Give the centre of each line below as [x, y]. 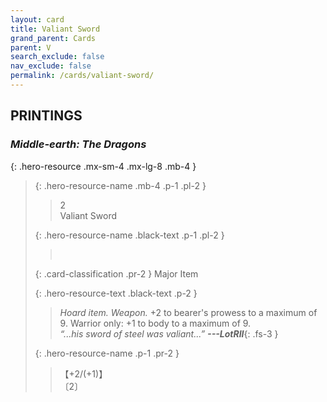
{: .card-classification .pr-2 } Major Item [116, 273]
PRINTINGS [46, 116]
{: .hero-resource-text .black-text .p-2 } [116, 293]
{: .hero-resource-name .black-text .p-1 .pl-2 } [129, 235]
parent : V [31, 47]
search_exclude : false [57, 57]
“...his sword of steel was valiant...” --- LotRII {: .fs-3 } [169, 333]
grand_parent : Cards [53, 38]
